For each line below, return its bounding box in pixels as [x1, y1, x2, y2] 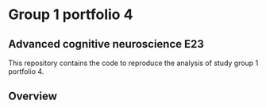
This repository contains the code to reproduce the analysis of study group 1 [8, 58, 259, 67]
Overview [8, 90, 58, 103]
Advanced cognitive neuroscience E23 [8, 37, 205, 51]
